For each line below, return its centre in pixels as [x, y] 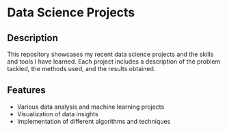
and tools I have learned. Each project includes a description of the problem [114, 62]
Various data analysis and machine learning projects [91, 107]
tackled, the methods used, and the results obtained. [81, 69]
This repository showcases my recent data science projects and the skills [110, 54]
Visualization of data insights [57, 114]
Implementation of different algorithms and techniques [94, 121]
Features [26, 90]
